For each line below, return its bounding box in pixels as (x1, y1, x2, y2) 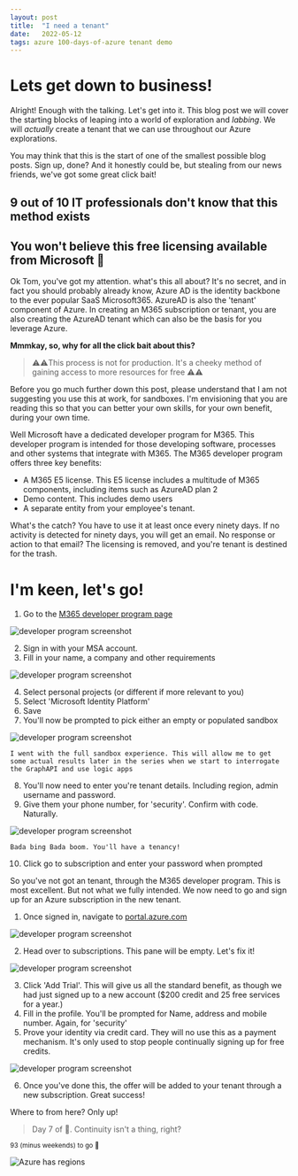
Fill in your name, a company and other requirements (22, 653, 216, 663)
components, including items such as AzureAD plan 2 (22, 484, 218, 495)
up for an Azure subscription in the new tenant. (10, 894, 182, 905)
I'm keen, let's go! (10, 579, 144, 600)
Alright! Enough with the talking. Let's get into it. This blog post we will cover (10, 105, 289, 116)
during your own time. (10, 413, 91, 423)
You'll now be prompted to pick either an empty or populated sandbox (22, 715, 279, 726)
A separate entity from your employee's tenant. (22, 503, 195, 514)
